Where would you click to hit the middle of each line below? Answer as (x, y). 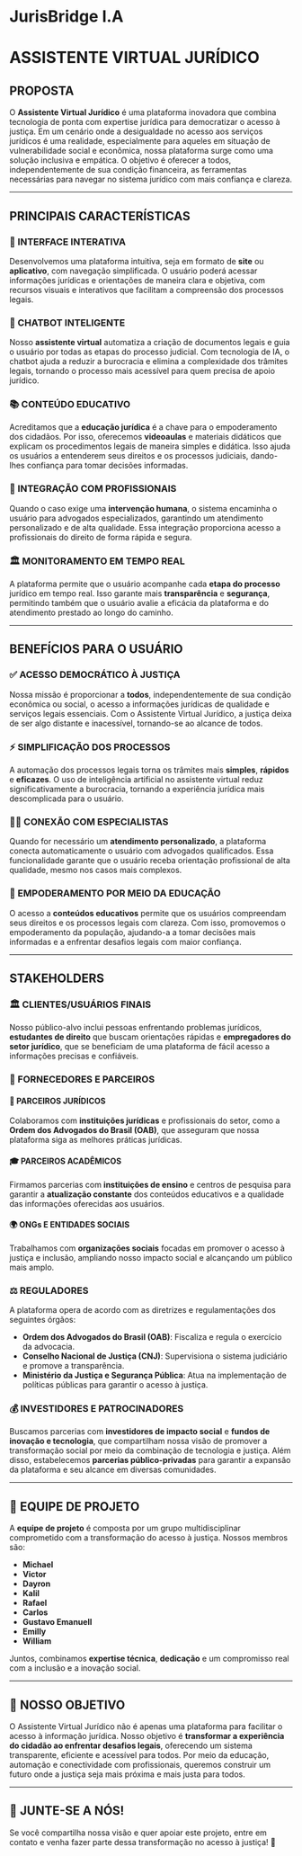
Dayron (36, 1584)
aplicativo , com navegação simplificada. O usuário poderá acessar (133, 271)
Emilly (34, 1632)
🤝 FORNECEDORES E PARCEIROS (82, 1079)
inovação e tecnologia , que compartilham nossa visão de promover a (138, 1441)
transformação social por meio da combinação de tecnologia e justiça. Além (150, 1450)
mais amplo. (32, 1267)
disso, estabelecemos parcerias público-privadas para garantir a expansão (150, 1460)
